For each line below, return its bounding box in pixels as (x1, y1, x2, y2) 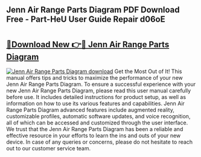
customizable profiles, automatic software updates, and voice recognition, (6, 113, 191, 120)
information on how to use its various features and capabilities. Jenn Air (6, 100, 185, 107)
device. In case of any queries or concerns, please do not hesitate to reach (6, 138, 193, 146)
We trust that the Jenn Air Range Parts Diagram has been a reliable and (6, 126, 183, 132)
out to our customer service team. (6, 145, 91, 152)
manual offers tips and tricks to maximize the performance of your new (6, 74, 183, 81)
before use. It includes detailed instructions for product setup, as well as (6, 94, 186, 100)
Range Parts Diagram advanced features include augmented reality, (6, 106, 175, 114)
